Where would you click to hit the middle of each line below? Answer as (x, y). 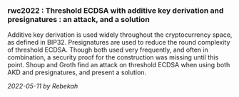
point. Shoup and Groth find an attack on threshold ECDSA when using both (119, 65)
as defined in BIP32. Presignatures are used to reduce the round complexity (119, 42)
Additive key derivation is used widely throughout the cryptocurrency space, (120, 35)
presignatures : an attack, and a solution (78, 19)
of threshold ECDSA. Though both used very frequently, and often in (108, 50)
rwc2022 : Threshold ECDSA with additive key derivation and (116, 11)
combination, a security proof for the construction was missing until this (113, 57)
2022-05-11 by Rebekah (43, 86)
